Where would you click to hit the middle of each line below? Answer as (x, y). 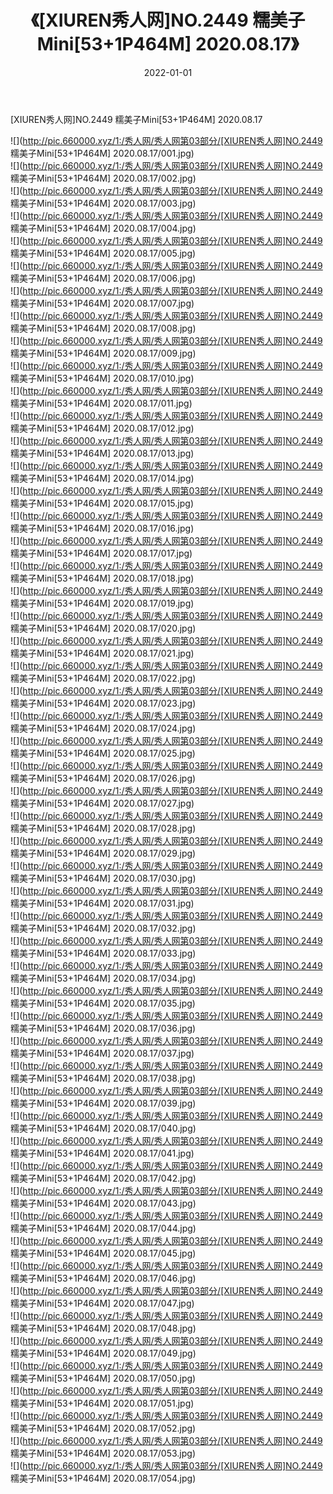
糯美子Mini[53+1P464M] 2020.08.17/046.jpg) (103, 1278)
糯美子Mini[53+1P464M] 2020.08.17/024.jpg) (103, 728)
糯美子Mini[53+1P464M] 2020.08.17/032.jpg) (103, 928)
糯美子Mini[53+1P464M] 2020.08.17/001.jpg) (102, 153)
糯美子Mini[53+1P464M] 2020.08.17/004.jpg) (103, 228)
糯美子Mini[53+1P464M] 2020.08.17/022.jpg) (103, 678)
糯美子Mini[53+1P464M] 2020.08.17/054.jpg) (103, 1478)
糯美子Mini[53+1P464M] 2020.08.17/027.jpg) (102, 803)
